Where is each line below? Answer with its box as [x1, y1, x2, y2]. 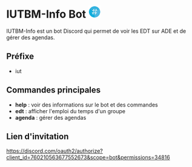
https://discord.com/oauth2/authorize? [6, 148, 103, 155]
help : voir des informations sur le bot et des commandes [15, 101, 159, 108]
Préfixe [6, 51, 35, 62]
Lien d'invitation [6, 131, 69, 142]
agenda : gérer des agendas [15, 114, 87, 121]
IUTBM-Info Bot [6, 7, 87, 21]
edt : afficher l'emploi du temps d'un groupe [15, 107, 126, 114]
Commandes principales [6, 85, 101, 96]
